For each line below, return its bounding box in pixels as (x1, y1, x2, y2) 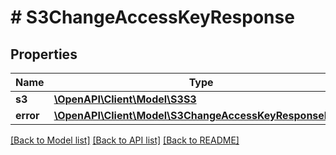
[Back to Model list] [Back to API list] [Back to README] (10, 134, 240, 146)
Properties (10, 46, 78, 63)
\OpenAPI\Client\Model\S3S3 (53, 92, 197, 106)
